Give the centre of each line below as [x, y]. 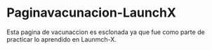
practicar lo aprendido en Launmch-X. [62, 39]
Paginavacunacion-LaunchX [92, 13]
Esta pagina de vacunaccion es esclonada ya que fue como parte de [106, 32]
